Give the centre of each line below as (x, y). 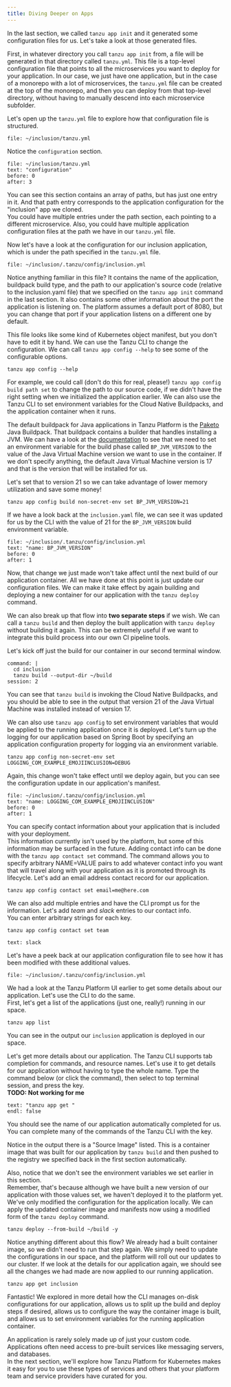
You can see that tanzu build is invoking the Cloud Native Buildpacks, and (112, 694)
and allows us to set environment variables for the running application (106, 1318)
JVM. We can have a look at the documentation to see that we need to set (112, 439)
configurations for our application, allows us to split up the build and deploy (114, 1304)
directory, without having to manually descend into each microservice (106, 98)
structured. (23, 125)
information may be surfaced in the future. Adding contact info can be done (114, 848)
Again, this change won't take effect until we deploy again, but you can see (113, 775)
